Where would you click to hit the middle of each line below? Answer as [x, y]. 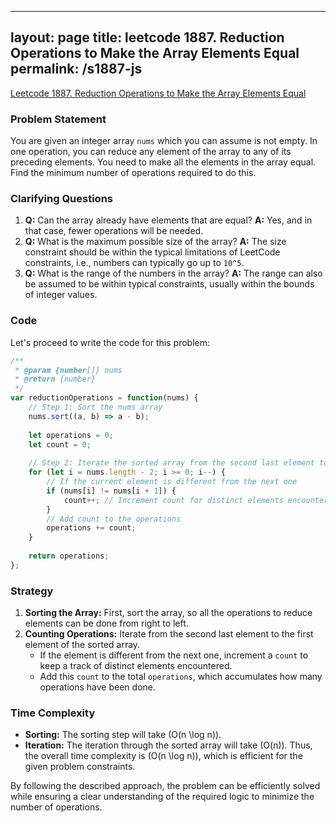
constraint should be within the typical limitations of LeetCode [152, 252]
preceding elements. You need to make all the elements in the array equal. [163, 162]
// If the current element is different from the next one [172, 482]
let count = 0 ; [60, 444]
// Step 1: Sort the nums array [95, 407]
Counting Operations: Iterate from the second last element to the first [169, 634]
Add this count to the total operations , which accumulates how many [181, 677]
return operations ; [69, 556]
